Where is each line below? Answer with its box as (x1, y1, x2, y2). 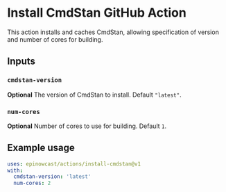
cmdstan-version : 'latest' (13, 173, 92, 180)
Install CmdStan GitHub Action (7, 5, 187, 21)
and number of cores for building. (7, 35, 103, 43)
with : (7, 167, 23, 174)
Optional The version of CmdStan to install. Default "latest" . (7, 90, 182, 99)
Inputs (7, 56, 36, 67)
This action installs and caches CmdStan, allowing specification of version (7, 28, 220, 36)
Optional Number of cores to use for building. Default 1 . (7, 122, 167, 130)
